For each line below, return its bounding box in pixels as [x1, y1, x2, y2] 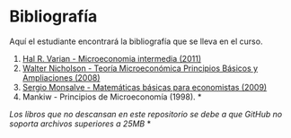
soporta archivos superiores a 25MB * [9, 118, 151, 129]
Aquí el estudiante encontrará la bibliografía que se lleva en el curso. [9, 36, 263, 47]
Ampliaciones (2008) [22, 72, 101, 82]
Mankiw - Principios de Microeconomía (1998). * [22, 91, 202, 102]
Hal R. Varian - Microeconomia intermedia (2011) [22, 53, 202, 64]
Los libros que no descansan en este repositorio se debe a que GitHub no [9, 108, 283, 119]
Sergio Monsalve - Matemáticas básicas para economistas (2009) [22, 82, 268, 92]
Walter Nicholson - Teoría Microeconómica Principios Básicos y [22, 63, 259, 73]
